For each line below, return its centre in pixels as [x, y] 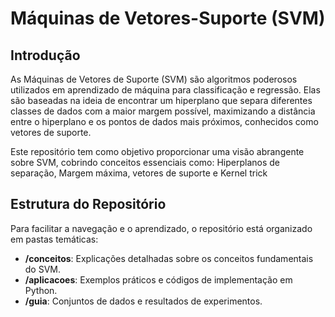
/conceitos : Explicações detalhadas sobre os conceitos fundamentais [169, 258]
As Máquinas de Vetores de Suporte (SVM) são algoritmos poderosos [154, 79]
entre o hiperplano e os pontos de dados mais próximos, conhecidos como [164, 121]
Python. [41, 290]
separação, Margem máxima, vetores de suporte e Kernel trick [139, 173]
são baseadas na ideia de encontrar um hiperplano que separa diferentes [161, 100]
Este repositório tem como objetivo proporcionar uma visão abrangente [157, 151]
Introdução [45, 55]
